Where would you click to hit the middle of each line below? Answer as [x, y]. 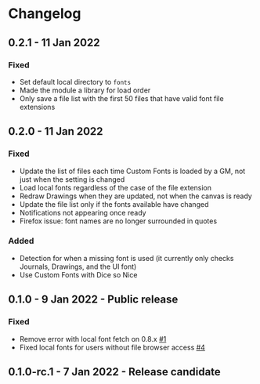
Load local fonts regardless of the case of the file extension [116, 187]
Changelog [45, 14]
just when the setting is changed [72, 179]
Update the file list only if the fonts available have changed [114, 204]
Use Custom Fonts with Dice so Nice [78, 274]
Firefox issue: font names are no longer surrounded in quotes [118, 221]
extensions [37, 107]
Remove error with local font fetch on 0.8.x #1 [93, 339]
